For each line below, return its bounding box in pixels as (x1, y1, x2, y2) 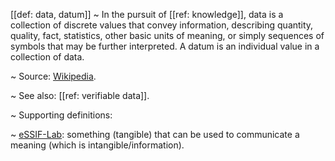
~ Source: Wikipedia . (10, 70, 97, 82)
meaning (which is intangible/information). (10, 139, 185, 151)
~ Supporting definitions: (10, 109, 113, 121)
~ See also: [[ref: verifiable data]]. (10, 90, 150, 101)
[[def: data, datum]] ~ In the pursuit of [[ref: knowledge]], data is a (10, 9, 284, 20)
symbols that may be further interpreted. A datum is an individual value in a (10, 40, 320, 52)
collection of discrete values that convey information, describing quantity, (10, 19, 314, 31)
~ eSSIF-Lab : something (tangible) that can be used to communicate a (10, 129, 300, 140)
